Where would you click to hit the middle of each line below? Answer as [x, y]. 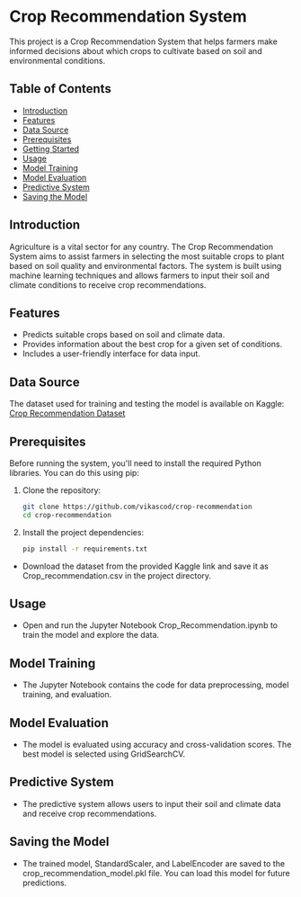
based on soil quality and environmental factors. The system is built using [146, 265]
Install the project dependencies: [83, 532]
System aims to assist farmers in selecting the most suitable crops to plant [147, 256]
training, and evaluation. [67, 695]
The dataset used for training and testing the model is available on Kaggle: [147, 404]
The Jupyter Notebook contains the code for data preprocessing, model [155, 685]
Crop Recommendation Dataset [67, 413]
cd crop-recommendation [67, 515]
